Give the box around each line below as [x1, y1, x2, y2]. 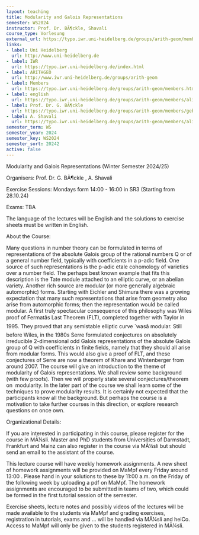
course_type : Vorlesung [6, 31, 65, 37]
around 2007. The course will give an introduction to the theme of [6, 363, 166, 370]
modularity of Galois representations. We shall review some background [6, 369, 182, 376]
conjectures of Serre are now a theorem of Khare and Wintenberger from [6, 356, 185, 363]
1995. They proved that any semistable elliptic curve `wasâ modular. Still [6, 322, 182, 329]
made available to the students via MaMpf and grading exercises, [6, 509, 166, 516]
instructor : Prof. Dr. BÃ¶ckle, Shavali [6, 25, 108, 31]
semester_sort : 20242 [6, 140, 60, 147]
